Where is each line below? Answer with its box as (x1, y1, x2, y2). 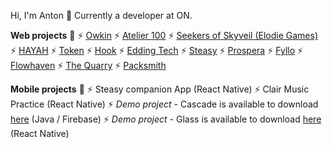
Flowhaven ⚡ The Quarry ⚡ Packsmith (10, 60, 167, 71)
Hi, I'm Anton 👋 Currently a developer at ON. (10, 10, 193, 21)
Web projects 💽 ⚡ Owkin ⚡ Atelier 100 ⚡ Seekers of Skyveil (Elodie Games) (10, 30, 318, 41)
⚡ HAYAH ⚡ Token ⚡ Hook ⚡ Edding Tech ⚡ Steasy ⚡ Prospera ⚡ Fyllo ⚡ (10, 45, 304, 56)
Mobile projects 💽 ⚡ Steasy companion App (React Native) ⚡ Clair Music (10, 83, 310, 95)
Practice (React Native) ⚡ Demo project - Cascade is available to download (10, 98, 319, 110)
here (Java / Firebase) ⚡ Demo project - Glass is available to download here (10, 113, 322, 125)
